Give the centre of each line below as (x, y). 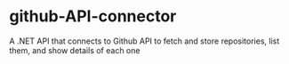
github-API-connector (93, 16)
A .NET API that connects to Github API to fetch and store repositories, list (144, 41)
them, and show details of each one (75, 50)
